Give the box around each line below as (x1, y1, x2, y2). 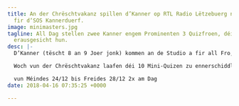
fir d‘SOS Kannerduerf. (14, 17, 84, 24)
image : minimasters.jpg (7, 23, 78, 30)
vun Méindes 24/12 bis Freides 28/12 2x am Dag (14, 75, 158, 82)
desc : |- (7, 43, 33, 50)
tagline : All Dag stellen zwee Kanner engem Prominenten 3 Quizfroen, (7, 30, 221, 37)
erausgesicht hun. (14, 37, 69, 44)
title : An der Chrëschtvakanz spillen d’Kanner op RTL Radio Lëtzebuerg (7, 10, 228, 18)
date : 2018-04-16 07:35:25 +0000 (7, 82, 107, 89)
